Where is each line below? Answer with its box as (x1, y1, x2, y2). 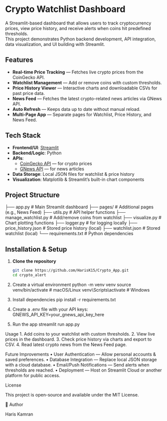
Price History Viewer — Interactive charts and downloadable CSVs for (12, 85, 158, 91)
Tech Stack (5, 131, 41, 140)
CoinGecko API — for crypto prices (19, 160, 92, 166)
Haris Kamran (5, 411, 33, 417)
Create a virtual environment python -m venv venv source (12, 281, 131, 288)
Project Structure (5, 191, 60, 199)
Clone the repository (12, 258, 56, 264)
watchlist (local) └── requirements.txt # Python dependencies (5, 231, 134, 237)
